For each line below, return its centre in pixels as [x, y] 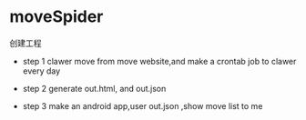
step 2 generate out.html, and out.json [94, 88]
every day [41, 71]
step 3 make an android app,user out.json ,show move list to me [143, 105]
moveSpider [56, 17]
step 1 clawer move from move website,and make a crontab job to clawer [159, 61]
